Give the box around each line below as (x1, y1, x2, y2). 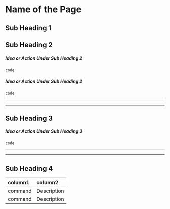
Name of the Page (5, 4, 82, 15)
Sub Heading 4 (5, 164, 53, 173)
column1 (8, 179, 30, 186)
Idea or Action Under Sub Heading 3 (5, 128, 82, 134)
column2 (36, 179, 59, 186)
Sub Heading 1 (5, 24, 52, 32)
